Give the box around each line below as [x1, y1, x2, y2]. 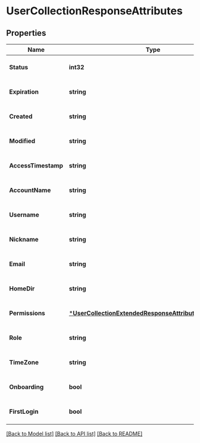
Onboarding [9, 383, 44, 391]
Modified [9, 137, 36, 145]
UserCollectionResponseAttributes [6, 4, 183, 18]
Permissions [9, 309, 46, 317]
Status [9, 63, 29, 71]
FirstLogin [9, 407, 39, 416]
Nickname [9, 236, 39, 243]
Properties [6, 28, 46, 38]
